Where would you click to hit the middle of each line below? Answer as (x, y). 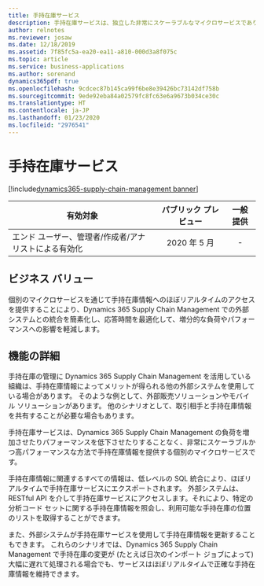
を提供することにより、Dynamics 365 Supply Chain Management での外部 (129, 309)
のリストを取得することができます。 (66, 518)
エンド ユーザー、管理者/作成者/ (71, 237)
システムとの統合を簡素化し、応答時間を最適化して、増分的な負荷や (118, 319)
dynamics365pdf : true (44, 81)
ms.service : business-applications (66, 67)
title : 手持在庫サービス (44, 15)
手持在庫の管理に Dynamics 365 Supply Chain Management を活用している (130, 376)
